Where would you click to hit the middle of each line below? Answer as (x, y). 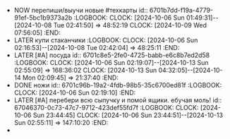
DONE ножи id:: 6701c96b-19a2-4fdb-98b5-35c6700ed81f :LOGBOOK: (118, 85)
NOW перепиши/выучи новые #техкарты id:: (81, 10)
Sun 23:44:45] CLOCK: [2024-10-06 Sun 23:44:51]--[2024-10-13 (128, 115)
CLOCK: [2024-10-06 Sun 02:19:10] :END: (75, 92)
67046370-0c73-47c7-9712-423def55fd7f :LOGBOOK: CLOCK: (106, 108)
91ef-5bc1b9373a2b (43, 18)
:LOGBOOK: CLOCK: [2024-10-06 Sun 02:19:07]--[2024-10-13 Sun (111, 62)
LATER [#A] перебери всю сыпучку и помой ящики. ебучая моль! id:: (118, 100)
